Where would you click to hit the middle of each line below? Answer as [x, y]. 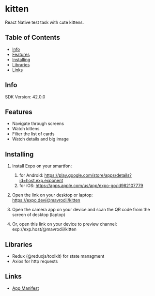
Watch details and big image [40, 139]
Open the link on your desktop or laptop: [52, 195]
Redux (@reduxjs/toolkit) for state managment [58, 256]
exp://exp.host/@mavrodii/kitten [44, 229]
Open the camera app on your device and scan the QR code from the [81, 210]
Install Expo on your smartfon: [42, 166]
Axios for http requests [35, 261]
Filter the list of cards [33, 134]
